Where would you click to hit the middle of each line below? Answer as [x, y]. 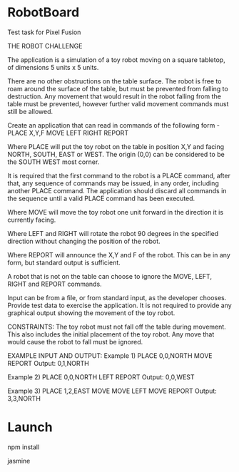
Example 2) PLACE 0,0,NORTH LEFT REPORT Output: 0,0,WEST [101, 377]
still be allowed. [30, 111]
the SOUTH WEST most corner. [54, 162]
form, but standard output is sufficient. [64, 262]
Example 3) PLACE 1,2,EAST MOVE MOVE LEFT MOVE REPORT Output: [112, 391]
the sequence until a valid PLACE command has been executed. [101, 198]
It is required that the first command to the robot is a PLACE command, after [119, 175]
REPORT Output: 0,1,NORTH [48, 363]
